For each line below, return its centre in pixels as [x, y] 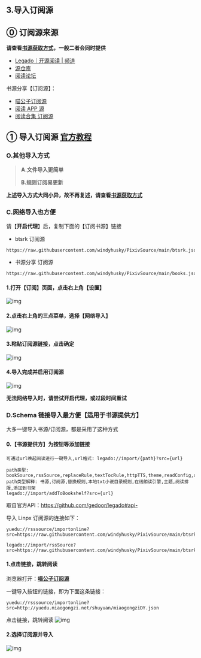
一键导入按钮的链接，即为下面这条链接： [56, 591]
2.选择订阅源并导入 [30, 635]
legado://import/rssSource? [41, 545]
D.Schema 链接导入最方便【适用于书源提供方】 [74, 415]
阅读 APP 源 [30, 108]
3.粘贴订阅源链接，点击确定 [40, 344]
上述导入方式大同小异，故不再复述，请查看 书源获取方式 [74, 195]
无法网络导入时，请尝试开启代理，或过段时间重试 [66, 398]
